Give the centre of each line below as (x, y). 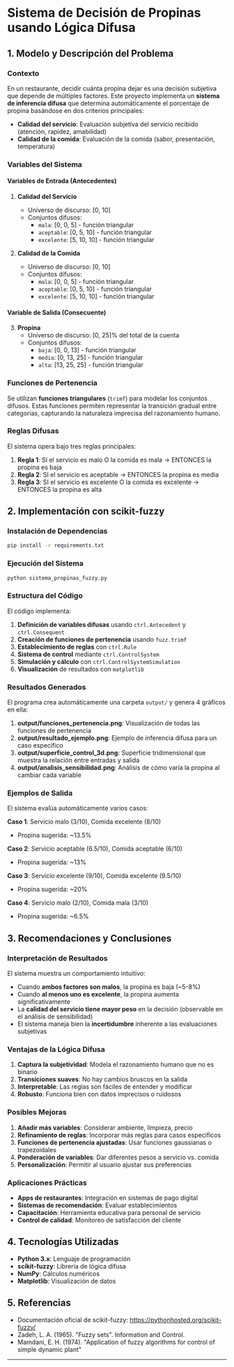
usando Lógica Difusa (71, 28)
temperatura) (36, 146)
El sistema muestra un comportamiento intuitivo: (77, 974)
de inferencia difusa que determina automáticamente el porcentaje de (108, 103)
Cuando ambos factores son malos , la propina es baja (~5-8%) (109, 987)
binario (28, 1072)
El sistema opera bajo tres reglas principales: (72, 446)
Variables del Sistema (45, 164)
